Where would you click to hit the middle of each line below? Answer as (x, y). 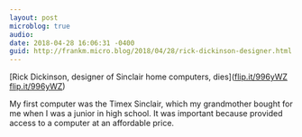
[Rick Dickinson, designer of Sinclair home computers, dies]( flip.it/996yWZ (149, 77)
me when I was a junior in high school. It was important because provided (146, 114)
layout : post (34, 18)
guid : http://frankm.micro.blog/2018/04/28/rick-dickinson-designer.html (151, 51)
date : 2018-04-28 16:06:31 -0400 (72, 43)
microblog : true (40, 26)
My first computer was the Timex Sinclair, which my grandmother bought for (151, 104)
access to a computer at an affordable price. (92, 123)
